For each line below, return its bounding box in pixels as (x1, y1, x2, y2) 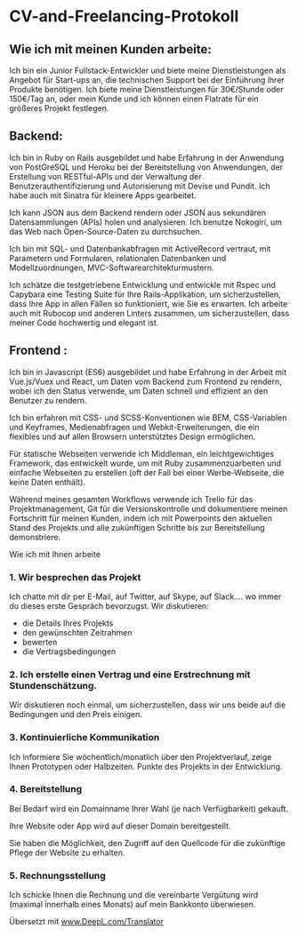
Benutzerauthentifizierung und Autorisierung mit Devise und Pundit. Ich (9, 180, 270, 191)
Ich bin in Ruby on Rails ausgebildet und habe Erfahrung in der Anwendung (9, 152, 285, 163)
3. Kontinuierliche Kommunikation (9, 731, 160, 744)
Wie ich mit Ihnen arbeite (9, 548, 101, 559)
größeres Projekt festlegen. (9, 103, 109, 113)
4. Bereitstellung (9, 783, 83, 795)
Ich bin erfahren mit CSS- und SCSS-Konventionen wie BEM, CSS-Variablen (9, 412, 287, 423)
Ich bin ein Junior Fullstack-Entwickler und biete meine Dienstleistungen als (9, 65, 286, 76)
